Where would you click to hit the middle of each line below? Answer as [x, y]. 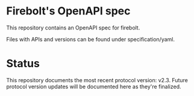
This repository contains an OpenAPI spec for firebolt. [73, 28]
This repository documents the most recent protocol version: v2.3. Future [97, 80]
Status [23, 64]
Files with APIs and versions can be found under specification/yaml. [91, 39]
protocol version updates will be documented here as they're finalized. [94, 86]
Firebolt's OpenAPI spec [68, 11]
